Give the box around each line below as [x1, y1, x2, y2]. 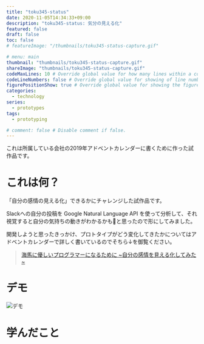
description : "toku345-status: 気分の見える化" [6, 20, 123, 26]
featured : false [6, 26, 47, 32]
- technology [12, 94, 45, 100]
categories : [6, 88, 36, 94]
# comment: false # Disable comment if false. [6, 127, 126, 133]
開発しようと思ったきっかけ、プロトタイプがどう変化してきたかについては [6, 231, 192, 238]
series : [6, 99, 26, 105]
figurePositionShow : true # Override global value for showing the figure [6, 82, 200, 88]
